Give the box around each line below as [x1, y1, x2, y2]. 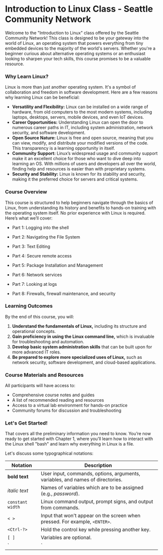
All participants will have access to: [5, 383, 76, 388]
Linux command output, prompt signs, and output [40, 498, 153, 505]
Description [84, 462, 113, 469]
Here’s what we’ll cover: [5, 215, 53, 221]
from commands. [40, 504, 80, 511]
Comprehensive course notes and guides [12, 392, 95, 398]
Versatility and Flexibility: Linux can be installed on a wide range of [12, 104, 148, 110]
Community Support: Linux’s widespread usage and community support [12, 150, 158, 156]
